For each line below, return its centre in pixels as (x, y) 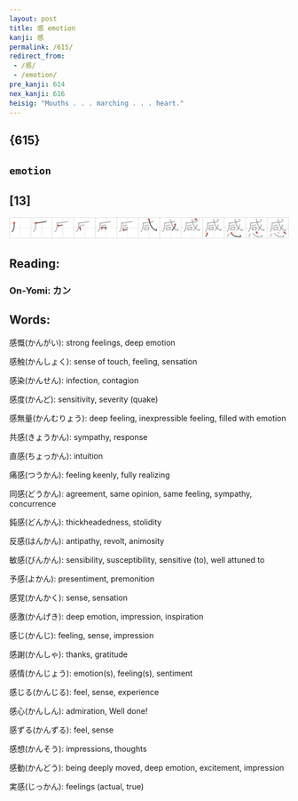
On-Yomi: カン (40, 291)
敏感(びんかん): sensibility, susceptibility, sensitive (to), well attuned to (137, 559)
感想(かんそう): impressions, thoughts (78, 749)
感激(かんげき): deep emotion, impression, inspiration (106, 616)
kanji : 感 (27, 37)
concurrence (33, 503)
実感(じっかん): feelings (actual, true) (77, 786)
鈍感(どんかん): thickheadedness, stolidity (86, 522)
